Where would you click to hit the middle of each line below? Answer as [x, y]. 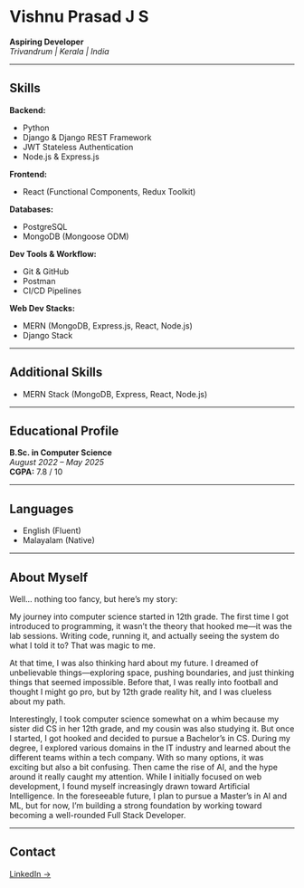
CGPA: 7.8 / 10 [36, 472]
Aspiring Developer [47, 42]
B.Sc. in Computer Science [61, 453]
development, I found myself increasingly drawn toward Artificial [130, 786]
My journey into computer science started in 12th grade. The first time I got [149, 616]
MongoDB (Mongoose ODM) [76, 236]
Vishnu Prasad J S [79, 17]
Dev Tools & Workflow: [53, 253]
